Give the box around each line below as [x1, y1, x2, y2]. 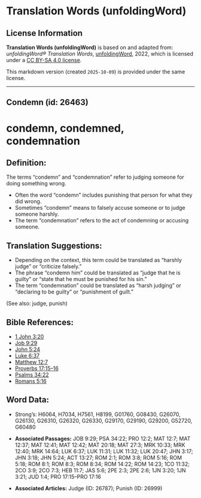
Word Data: [6, 395, 50, 405]
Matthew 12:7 [14, 359, 48, 366]
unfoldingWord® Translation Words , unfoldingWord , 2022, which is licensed [6, 50, 193, 57]
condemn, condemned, [6, 121, 124, 135]
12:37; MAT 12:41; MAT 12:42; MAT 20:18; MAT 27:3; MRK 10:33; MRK [14, 441, 185, 448]
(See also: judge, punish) [6, 300, 68, 307]
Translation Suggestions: [6, 240, 103, 250]
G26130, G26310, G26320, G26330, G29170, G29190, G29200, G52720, [14, 417, 193, 424]
